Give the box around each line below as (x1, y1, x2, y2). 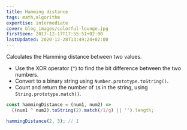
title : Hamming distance (6, 8, 68, 15)
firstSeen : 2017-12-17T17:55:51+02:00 (6, 31, 103, 37)
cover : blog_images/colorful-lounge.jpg (6, 25, 109, 32)
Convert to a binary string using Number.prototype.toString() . (14, 77, 169, 84)
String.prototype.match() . (14, 90, 82, 97)
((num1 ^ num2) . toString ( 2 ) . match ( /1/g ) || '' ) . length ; (11, 107, 154, 113)
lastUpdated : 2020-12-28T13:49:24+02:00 (6, 37, 109, 43)
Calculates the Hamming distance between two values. (6, 53, 142, 60)
